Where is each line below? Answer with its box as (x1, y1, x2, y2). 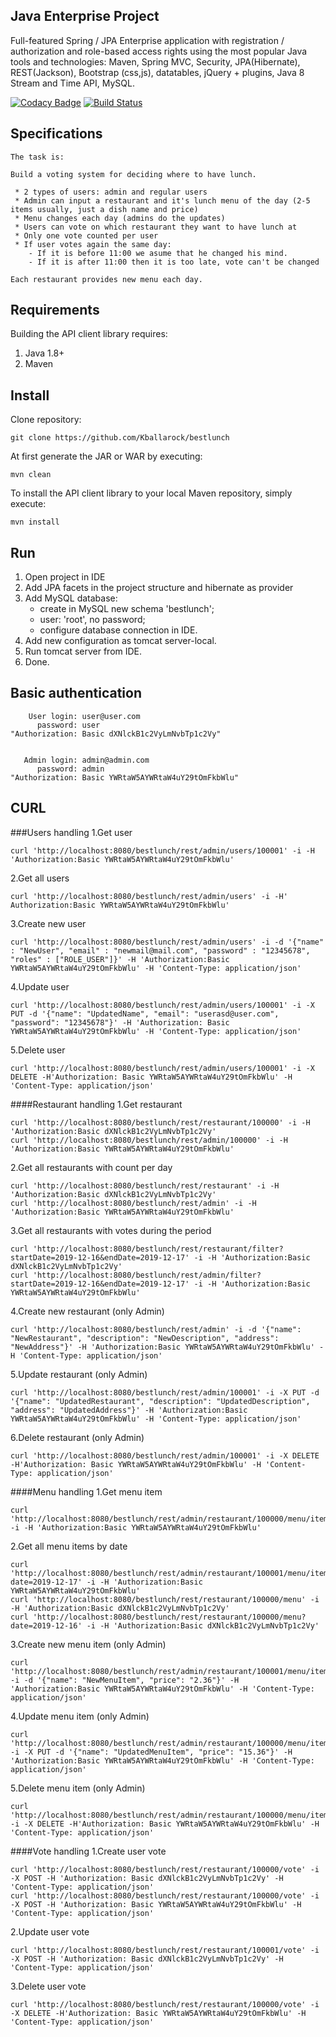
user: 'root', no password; (39, 614, 146, 626)
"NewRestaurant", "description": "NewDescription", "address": (10, 1333, 280, 1343)
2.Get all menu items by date (10, 1540, 128, 1552)
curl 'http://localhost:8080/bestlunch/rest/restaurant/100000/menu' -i (10, 1594, 320, 1604)
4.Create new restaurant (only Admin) (10, 1305, 165, 1317)
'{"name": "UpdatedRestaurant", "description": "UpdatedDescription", (10, 1396, 311, 1406)
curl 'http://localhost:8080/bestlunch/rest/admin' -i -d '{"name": (10, 1324, 302, 1334)
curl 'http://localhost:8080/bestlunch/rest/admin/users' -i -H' (10, 891, 288, 901)
